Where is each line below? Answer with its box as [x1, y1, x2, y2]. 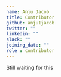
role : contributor [6, 48, 55, 54]
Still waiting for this [6, 64, 54, 71]
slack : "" [6, 36, 31, 42]
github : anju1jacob [6, 20, 55, 26]
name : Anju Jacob [6, 8, 50, 15]
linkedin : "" [6, 31, 39, 37]
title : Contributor [6, 14, 55, 20]
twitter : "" [6, 25, 36, 32]
